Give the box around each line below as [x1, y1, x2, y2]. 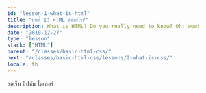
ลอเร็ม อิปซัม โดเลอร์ [7, 79, 54, 88]
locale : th [7, 61, 38, 68]
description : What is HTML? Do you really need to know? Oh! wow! [7, 23, 201, 29]
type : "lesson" [7, 36, 51, 42]
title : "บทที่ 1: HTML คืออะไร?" [7, 16, 89, 23]
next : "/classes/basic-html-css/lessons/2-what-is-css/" [7, 55, 173, 62]
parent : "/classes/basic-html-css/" [7, 49, 112, 55]
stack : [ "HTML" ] [7, 42, 53, 49]
